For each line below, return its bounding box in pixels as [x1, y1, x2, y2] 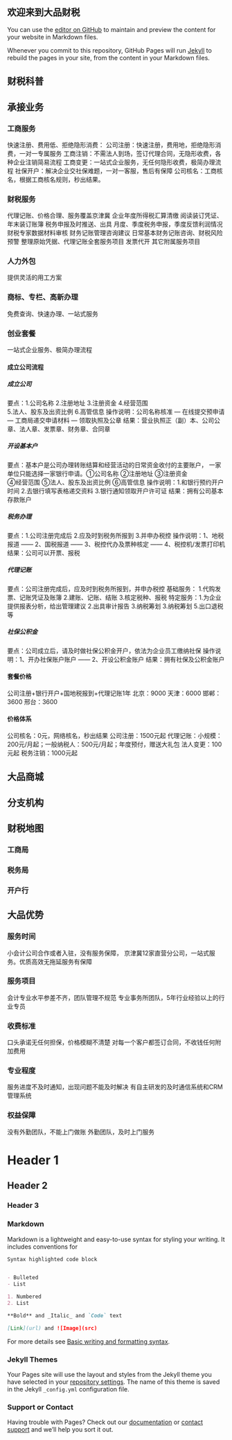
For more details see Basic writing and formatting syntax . [7, 1337, 170, 1346]
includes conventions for [7, 1243, 78, 1251]
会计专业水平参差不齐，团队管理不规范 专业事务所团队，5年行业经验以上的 [7, 993, 220, 1001]
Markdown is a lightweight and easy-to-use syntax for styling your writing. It [7, 1235, 225, 1243]
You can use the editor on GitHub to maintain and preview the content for [7, 25, 216, 33]
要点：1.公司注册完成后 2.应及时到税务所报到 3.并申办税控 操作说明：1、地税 [7, 531, 224, 539]
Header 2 [7, 1180, 48, 1192]
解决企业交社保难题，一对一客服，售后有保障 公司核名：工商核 [44, 166, 223, 175]
